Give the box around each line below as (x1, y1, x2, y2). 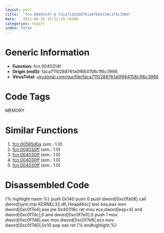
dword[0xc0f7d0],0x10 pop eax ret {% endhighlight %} (5, 222, 117, 228)
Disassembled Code (5, 180, 89, 191)
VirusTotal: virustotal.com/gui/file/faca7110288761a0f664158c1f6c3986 (12, 74, 159, 80)
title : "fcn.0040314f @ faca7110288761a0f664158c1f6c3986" (5, 12, 132, 17)
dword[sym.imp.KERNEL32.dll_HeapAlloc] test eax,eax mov (5, 201, 127, 207)
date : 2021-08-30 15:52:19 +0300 (5, 16, 79, 21)
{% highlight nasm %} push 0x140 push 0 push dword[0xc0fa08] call (5, 196, 146, 202)
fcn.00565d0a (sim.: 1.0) (12, 141, 63, 147)
